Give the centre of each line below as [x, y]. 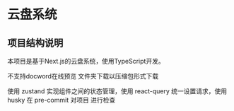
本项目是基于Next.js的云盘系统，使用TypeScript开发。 [86, 61]
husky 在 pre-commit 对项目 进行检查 [62, 100]
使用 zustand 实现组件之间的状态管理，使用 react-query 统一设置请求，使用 [117, 91]
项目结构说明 [35, 43]
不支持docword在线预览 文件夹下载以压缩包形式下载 [83, 76]
